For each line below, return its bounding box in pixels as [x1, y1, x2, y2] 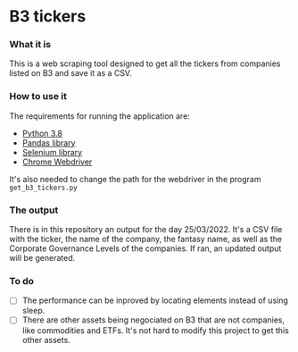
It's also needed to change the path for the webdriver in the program [9, 173, 261, 184]
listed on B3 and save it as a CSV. [9, 68, 132, 79]
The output [9, 204, 59, 216]
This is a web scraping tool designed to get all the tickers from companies [9, 58, 281, 69]
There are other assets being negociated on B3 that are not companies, [21, 314, 286, 325]
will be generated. [9, 253, 76, 264]
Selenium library [21, 147, 83, 157]
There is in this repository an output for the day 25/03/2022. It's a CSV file [9, 224, 283, 235]
